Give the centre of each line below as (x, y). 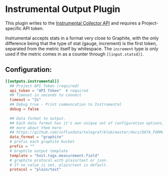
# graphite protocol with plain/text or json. (59, 160)
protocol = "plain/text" (35, 169)
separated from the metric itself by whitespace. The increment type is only (82, 48)
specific (13, 28)
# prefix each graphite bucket (42, 142)
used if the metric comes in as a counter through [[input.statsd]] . (74, 54)
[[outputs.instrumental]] (32, 81)
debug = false (24, 109)
